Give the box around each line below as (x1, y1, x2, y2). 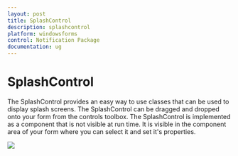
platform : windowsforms (7, 30, 78, 38)
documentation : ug (7, 43, 62, 50)
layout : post (7, 10, 46, 18)
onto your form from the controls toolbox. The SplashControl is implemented (7, 112, 231, 121)
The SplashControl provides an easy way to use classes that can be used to (7, 97, 229, 106)
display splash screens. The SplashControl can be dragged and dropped (7, 104, 220, 113)
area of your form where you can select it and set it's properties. (7, 127, 196, 135)
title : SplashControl (7, 17, 72, 24)
